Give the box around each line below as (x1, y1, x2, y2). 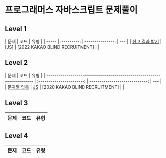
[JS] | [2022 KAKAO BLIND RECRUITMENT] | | (5, 44, 100, 50)
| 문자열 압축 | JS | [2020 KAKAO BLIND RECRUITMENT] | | (5, 84, 125, 90)
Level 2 (5, 58, 28, 67)
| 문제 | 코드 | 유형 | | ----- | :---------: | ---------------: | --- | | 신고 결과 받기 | (5, 38, 162, 44)
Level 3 (5, 99, 28, 107)
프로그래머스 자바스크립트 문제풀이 (5, 4, 138, 16)
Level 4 (5, 132, 28, 140)
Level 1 (5, 24, 27, 33)
